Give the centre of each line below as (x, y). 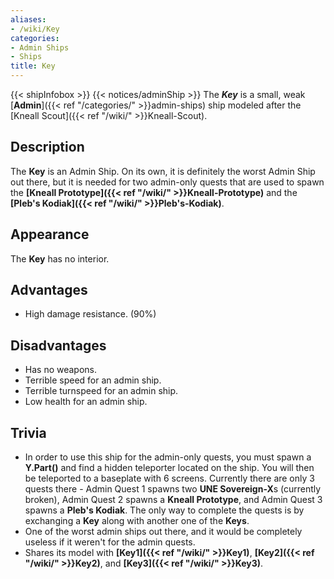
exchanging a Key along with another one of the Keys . (137, 521)
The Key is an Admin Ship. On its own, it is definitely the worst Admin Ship (163, 171)
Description (47, 147)
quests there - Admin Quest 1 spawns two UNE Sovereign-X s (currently (173, 489)
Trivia (28, 432)
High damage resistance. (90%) (90, 314)
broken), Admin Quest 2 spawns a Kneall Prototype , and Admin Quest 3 (173, 500)
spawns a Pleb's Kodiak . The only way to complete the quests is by (164, 510)
